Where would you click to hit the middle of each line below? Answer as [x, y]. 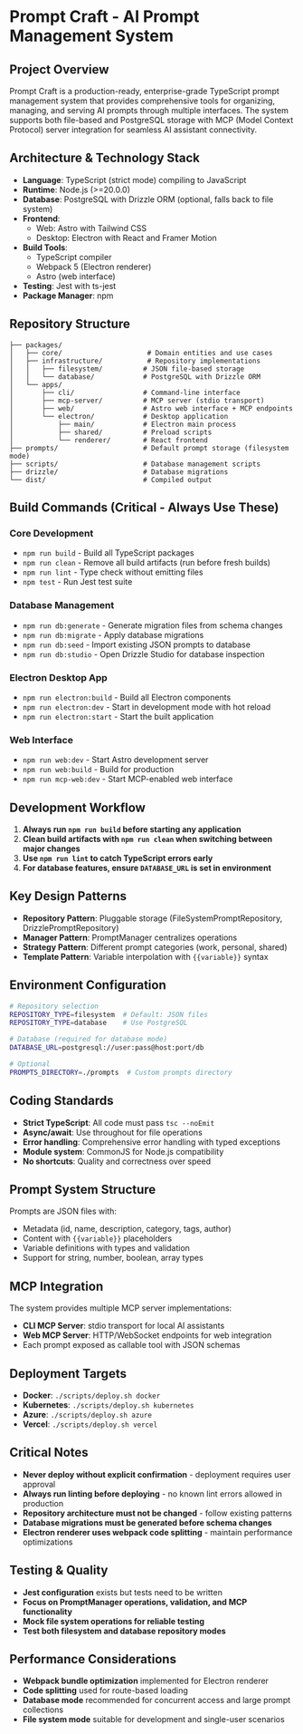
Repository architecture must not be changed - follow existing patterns [157, 1513]
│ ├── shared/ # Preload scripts [111, 432]
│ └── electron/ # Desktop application [119, 416]
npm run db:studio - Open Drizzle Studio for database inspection [143, 654]
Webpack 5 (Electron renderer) [94, 266]
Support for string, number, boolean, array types [113, 1258]
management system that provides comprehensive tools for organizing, [142, 101]
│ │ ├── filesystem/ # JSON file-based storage [127, 369]
